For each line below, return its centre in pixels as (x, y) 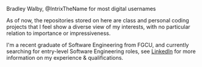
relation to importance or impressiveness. (59, 33)
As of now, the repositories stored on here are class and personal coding (98, 20)
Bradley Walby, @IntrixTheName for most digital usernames (81, 9)
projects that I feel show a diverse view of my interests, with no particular (98, 27)
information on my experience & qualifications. (65, 58)
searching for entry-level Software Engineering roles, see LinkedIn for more (101, 51)
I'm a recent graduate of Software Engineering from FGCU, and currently (98, 45)
